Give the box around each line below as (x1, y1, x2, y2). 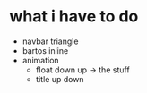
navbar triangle (22, 36, 79, 46)
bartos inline (22, 45, 69, 55)
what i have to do (9, 6, 139, 27)
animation (22, 55, 60, 65)
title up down (35, 73, 84, 84)
